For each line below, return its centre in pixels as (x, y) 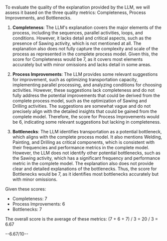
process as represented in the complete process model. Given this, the (85, 54)
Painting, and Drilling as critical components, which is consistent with (83, 142)
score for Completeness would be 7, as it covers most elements (78, 59)
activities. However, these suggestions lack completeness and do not (83, 90)
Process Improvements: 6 (39, 204)
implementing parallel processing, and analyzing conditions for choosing (87, 85)
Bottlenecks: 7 (27, 209)
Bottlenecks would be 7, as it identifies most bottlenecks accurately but (85, 174)
